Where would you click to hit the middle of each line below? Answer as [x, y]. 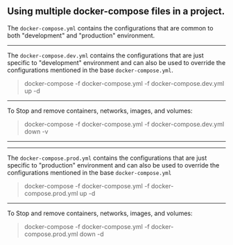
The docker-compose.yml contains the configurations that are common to [110, 28]
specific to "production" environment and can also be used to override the [113, 165]
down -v [36, 131]
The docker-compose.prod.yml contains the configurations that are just [107, 158]
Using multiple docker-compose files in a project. [116, 11]
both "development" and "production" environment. [81, 35]
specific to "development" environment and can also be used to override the [116, 62]
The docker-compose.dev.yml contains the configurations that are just [106, 55]
